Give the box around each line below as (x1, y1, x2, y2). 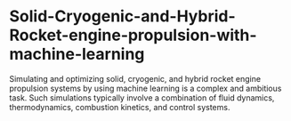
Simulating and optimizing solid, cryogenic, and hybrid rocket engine (9, 73, 261, 84)
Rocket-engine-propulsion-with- (9, 25, 257, 45)
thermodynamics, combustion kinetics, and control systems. (9, 101, 230, 112)
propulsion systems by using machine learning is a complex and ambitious (9, 83, 282, 93)
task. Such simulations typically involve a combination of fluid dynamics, (9, 92, 275, 103)
